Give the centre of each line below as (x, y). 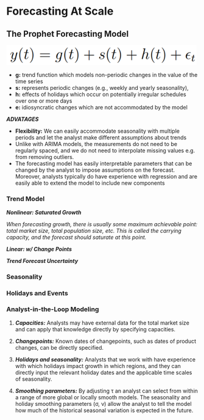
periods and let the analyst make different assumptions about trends (101, 138)
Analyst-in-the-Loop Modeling (53, 309)
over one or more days (44, 101)
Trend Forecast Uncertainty (42, 260)
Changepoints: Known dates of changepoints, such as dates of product (106, 341)
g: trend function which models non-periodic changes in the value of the (106, 75)
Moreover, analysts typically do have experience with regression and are (106, 177)
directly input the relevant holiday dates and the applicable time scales (104, 372)
